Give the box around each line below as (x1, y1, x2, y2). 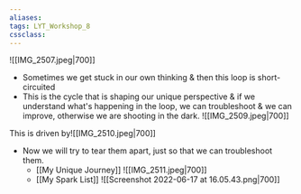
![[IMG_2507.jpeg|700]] (9, 55, 96, 66)
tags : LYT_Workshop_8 (9, 22, 91, 31)
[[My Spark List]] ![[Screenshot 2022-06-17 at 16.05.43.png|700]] (35, 174, 281, 185)
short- (257, 72, 281, 83)
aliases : (9, 13, 42, 23)
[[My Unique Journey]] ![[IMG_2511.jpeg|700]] (35, 164, 207, 176)
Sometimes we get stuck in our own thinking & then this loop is (22, 72, 256, 83)
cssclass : (9, 30, 47, 39)
